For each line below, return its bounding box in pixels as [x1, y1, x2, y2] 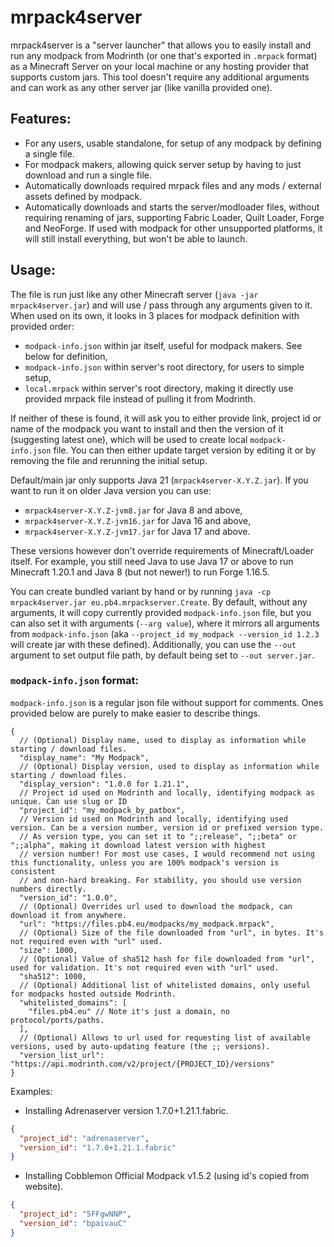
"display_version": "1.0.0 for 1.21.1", [19, 779, 190, 789]
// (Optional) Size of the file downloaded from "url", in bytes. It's [19, 927, 325, 938]
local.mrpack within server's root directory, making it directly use [24, 382, 294, 394]
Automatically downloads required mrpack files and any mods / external [24, 179, 322, 191]
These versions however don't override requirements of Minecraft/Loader [10, 544, 314, 556]
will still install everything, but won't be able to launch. [24, 232, 248, 245]
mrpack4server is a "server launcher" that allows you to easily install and [10, 39, 312, 51]
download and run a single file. [24, 169, 153, 181]
